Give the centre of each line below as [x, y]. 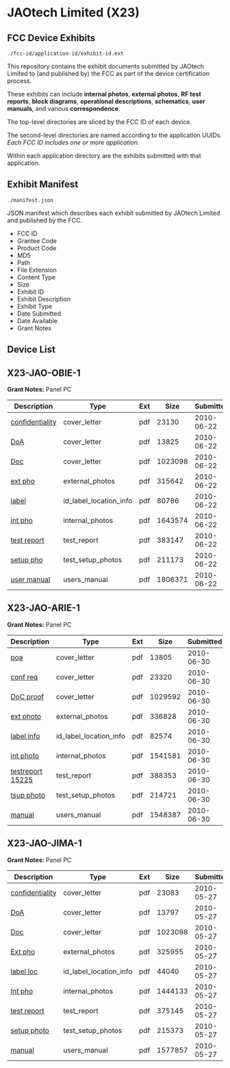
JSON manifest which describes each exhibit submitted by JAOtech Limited [114, 213]
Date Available [37, 320]
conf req [24, 677]
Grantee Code [37, 240]
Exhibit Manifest [43, 185]
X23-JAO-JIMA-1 [44, 843]
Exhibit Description [43, 298]
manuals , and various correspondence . [64, 109]
